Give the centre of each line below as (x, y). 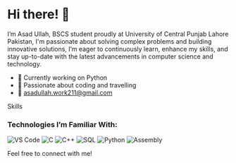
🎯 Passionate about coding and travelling (77, 85)
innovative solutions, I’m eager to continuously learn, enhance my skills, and (118, 49)
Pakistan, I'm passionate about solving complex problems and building (110, 41)
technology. (25, 64)
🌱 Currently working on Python (62, 78)
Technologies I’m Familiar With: (62, 124)
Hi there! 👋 (39, 14)
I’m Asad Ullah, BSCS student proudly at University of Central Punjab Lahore (118, 34)
